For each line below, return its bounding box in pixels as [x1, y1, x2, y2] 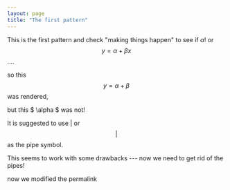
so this [7, 70, 26, 79]
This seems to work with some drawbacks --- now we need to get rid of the [7, 153, 224, 162]
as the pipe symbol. [7, 140, 64, 149]
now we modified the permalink [7, 174, 98, 183]
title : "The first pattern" [7, 17, 89, 23]
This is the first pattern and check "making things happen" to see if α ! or [7, 35, 214, 44]
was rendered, [7, 92, 48, 100]
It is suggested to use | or [7, 119, 80, 127]
